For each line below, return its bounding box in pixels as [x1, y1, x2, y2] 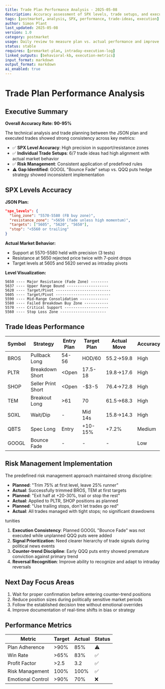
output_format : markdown [5, 62, 56, 67]
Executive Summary [5, 107, 68, 116]
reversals [12, 564, 31, 569]
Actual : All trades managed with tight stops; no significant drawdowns [12, 508, 155, 514]
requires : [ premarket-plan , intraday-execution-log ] [5, 48, 115, 53]
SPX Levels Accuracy [5, 186, 72, 194]
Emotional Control [7, 676, 49, 683]
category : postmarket [5, 35, 50, 40]
